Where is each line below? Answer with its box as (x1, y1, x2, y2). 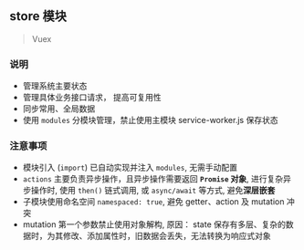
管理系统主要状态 (22, 80, 88, 91)
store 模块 (9, 8, 67, 25)
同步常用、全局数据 (22, 103, 96, 114)
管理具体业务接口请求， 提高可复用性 (22, 92, 162, 103)
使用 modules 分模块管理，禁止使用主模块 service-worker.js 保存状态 (22, 115, 278, 126)
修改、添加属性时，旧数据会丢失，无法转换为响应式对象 (62, 231, 271, 242)
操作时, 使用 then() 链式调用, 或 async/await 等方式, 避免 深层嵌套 (30, 185, 276, 196)
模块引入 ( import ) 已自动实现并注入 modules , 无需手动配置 (22, 162, 237, 173)
